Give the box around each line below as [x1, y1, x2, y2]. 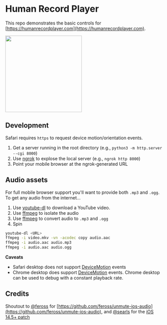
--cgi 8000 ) [12, 150, 38, 156]
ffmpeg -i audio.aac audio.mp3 [5, 240, 72, 245]
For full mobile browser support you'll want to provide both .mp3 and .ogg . [5, 189, 160, 195]
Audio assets [5, 176, 48, 184]
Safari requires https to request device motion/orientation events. [5, 135, 143, 141]
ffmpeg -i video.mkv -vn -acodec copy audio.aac [5, 235, 110, 240]
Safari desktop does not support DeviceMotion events [12, 264, 126, 270]
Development [5, 121, 49, 130]
